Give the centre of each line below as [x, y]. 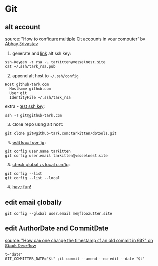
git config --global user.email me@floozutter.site [59, 213]
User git [18, 93]
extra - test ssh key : [25, 106]
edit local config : [29, 142]
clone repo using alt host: [38, 124]
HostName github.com [30, 89]
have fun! [22, 187]
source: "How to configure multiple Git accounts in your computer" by [75, 39]
